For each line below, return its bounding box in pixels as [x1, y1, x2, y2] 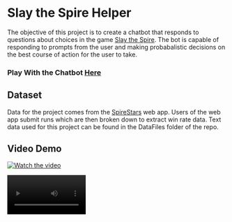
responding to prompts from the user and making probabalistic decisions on [7, 43, 226, 51]
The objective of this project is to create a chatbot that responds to [7, 28, 199, 36]
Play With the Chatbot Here [7, 68, 102, 77]
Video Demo [7, 143, 62, 155]
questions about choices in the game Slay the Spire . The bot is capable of [7, 35, 219, 43]
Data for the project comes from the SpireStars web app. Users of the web [7, 108, 221, 116]
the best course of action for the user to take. [7, 50, 138, 59]
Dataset [7, 89, 42, 101]
